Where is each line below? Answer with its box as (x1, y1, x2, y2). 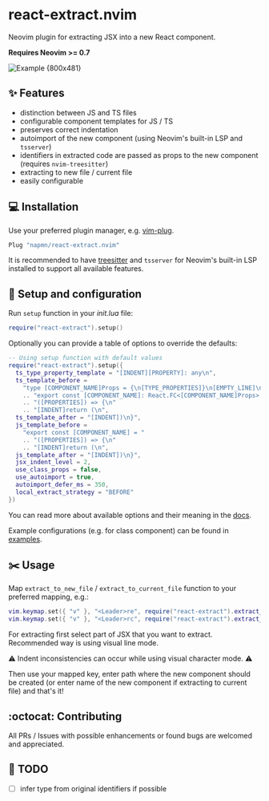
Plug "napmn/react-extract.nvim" (8, 241, 120, 249)
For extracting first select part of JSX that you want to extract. (8, 629, 213, 639)
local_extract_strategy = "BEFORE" (15, 487, 134, 496)
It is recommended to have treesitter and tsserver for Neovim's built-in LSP (8, 255, 258, 265)
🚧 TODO (8, 763, 49, 776)
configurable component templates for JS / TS (19, 116, 174, 126)
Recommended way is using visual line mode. (8, 638, 159, 648)
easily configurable (19, 176, 84, 185)
